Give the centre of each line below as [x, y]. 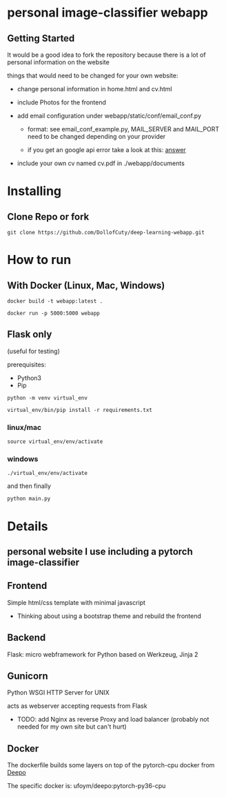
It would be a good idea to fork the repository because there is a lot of [106, 55]
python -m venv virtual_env [48, 398]
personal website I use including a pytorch [100, 551]
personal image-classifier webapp [107, 13]
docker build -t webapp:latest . [55, 301]
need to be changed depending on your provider [96, 137]
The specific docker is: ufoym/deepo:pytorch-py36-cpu [86, 786]
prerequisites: [27, 364]
